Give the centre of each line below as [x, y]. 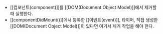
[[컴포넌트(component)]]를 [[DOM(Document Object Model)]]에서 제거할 [83, 7]
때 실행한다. [22, 13]
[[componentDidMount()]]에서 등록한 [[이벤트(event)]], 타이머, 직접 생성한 [84, 20]
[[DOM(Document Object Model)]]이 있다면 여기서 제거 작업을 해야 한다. [82, 26]
